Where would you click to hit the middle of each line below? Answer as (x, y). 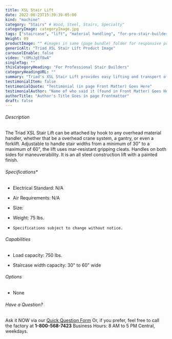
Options (14, 277)
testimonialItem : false (31, 82)
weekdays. (17, 331)
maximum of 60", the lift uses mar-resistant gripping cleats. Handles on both (86, 149)
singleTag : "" (20, 63)
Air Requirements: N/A (36, 197)
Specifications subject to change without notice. (68, 228)
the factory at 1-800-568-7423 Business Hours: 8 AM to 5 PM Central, (80, 326)
